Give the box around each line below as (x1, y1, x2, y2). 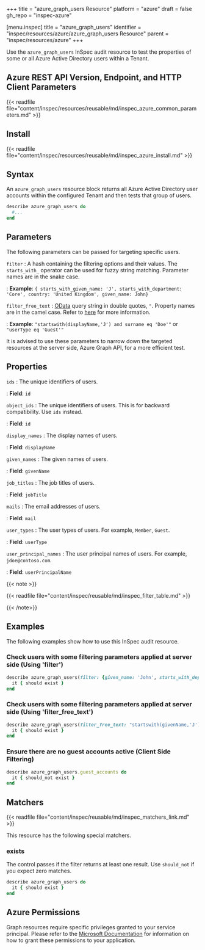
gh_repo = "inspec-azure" (6, 12, 72, 19)
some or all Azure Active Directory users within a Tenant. (6, 55, 149, 62)
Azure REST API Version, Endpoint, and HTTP (6, 73, 182, 83)
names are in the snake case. (6, 273, 81, 280)
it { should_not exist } (12, 775, 75, 781)
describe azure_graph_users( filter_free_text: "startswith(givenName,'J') (6, 722, 201, 728)
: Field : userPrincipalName (6, 568, 72, 576)
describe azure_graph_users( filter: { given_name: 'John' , (6, 674, 157, 680)
